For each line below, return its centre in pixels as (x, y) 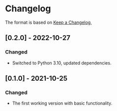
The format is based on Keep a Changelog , (48, 22)
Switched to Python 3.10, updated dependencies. (62, 63)
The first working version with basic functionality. (62, 103)
